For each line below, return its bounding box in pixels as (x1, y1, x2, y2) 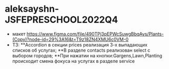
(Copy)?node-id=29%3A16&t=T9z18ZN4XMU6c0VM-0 (12, 36, 129, 42)
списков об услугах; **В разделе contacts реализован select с (12, 47, 151, 53)
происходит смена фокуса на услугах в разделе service (12, 58, 135, 64)
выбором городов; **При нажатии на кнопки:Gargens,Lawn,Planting (12, 52, 162, 59)
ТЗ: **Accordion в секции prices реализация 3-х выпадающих (12, 41, 148, 48)
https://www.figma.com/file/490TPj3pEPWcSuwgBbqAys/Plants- (27, 31, 164, 37)
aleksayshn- (5, 3, 59, 15)
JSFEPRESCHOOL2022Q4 (5, 14, 118, 26)
